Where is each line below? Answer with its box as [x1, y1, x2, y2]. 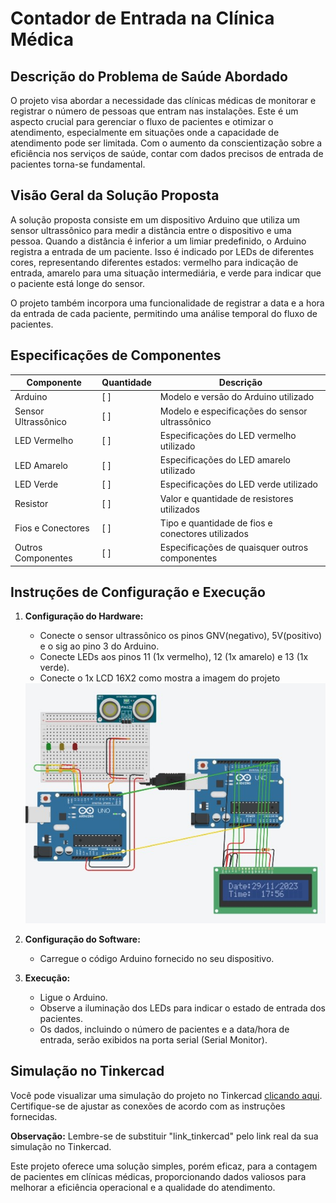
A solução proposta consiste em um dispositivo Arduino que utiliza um [10, 213, 300, 226]
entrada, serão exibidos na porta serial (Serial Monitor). [39, 1034, 268, 1046]
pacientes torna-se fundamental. [10, 158, 146, 170]
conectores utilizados [159, 527, 249, 539]
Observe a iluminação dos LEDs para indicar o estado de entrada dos [39, 1002, 326, 1014]
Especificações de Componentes [10, 347, 222, 364]
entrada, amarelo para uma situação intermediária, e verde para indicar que [10, 267, 322, 279]
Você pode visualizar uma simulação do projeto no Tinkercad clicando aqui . [10, 1089, 323, 1101]
